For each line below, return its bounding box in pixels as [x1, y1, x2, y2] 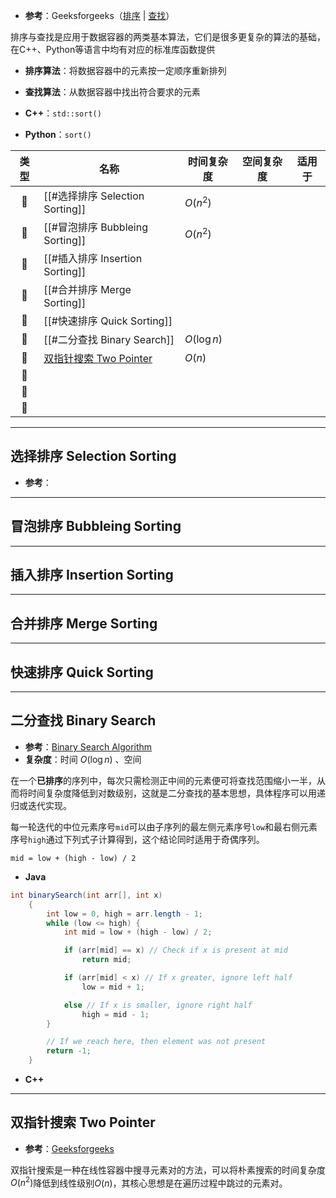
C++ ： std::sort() [24, 107, 102, 119]
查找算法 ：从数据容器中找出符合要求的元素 [24, 86, 201, 98]
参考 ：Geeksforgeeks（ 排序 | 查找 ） [24, 10, 175, 21]
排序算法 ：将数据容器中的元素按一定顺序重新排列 [24, 65, 227, 76]
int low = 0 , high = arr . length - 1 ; [46, 909, 203, 919]
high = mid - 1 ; [81, 1009, 150, 1019]
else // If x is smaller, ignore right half [63, 1000, 253, 1010]
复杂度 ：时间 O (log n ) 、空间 [24, 753, 142, 765]
